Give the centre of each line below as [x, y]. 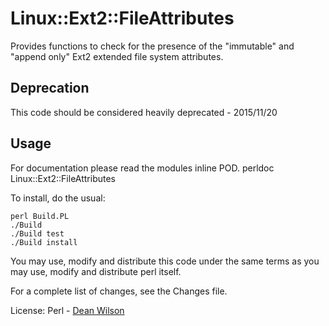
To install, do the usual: [58, 198]
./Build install [44, 242]
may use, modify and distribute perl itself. [96, 271]
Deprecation [50, 88]
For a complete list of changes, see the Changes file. [119, 291]
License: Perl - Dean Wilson [67, 310]
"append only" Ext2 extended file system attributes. [117, 56]
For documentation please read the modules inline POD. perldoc [142, 168]
